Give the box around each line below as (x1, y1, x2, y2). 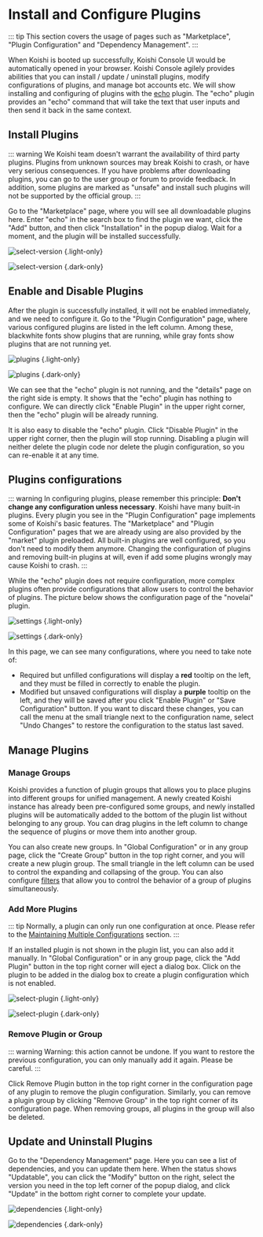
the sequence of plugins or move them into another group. (8, 827, 198, 836)
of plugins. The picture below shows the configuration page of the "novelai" (8, 593, 254, 602)
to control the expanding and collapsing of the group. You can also (8, 868, 224, 877)
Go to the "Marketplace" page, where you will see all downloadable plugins (8, 206, 251, 216)
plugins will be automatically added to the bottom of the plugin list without (8, 810, 247, 820)
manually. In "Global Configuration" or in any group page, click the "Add (8, 954, 241, 963)
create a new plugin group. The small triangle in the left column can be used (8, 859, 254, 868)
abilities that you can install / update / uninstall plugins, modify (8, 72, 210, 81)
